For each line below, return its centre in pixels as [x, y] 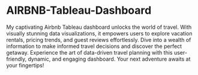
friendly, [16, 59]
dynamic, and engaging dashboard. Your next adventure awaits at [109, 59]
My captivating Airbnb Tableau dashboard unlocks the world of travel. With [99, 27]
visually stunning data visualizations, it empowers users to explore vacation [99, 33]
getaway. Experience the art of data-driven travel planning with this [89, 52]
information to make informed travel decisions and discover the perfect [94, 46]
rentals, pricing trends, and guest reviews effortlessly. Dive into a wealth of [99, 40]
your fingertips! [25, 65]
